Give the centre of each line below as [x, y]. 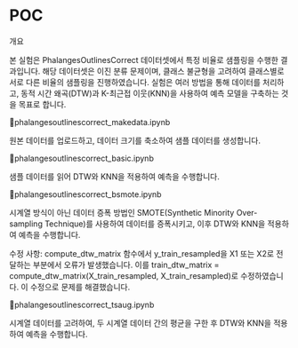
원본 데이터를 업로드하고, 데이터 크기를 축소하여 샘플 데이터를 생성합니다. [135, 140]
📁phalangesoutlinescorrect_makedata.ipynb [90, 122]
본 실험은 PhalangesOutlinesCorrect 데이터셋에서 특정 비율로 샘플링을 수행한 [144, 59]
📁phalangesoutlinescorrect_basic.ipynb [81, 158]
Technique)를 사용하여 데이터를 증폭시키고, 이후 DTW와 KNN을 [155, 224]
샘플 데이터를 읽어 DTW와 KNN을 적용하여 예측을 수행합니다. [114, 176]
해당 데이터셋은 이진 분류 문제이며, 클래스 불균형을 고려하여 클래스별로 [163, 71]
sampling [26, 224]
